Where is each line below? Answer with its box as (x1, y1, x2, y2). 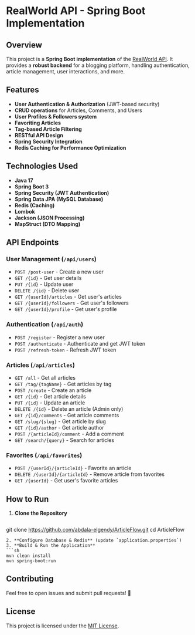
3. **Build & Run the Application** (6, 543, 95, 549)
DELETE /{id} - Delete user (14, 287, 80, 294)
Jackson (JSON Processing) (14, 214, 85, 221)
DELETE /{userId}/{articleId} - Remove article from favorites (14, 471, 165, 478)
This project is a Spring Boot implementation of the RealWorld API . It (6, 56, 173, 62)
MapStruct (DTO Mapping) (14, 220, 81, 227)
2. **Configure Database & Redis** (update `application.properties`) (6, 538, 182, 543)
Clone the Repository (14, 509, 67, 517)
